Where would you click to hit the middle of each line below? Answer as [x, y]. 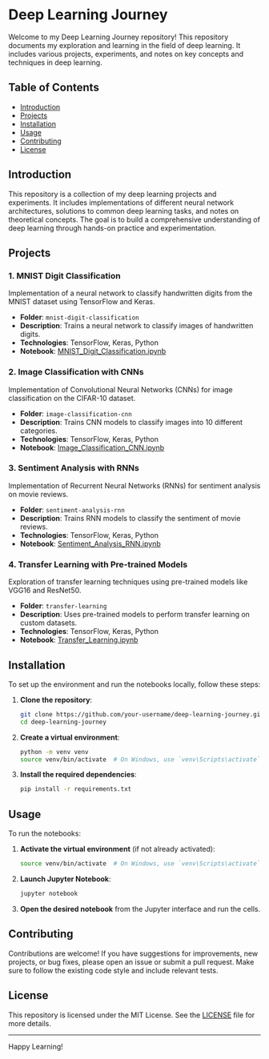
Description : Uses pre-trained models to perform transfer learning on [135, 615]
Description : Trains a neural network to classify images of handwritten [137, 326]
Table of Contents [54, 88]
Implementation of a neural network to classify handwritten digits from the [130, 293]
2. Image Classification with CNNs [76, 372]
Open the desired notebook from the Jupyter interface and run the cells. [140, 909]
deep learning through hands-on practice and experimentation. [112, 228]
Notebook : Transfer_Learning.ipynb [79, 640]
